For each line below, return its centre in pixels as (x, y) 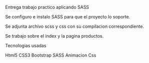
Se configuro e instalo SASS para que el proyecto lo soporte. (68, 17)
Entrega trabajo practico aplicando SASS (47, 7)
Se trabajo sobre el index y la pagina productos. (54, 36)
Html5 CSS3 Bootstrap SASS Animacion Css (51, 55)
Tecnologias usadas (26, 46)
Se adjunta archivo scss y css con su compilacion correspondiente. (74, 26)
